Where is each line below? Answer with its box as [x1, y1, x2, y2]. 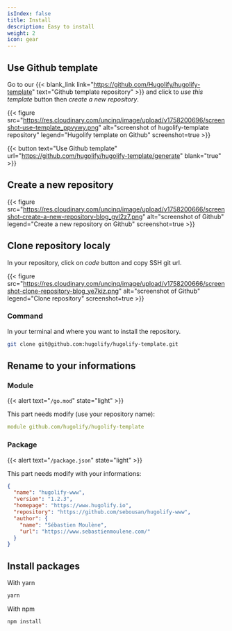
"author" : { [13, 515, 49, 522]
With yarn [7, 579, 35, 587]
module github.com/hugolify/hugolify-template [7, 424, 144, 431]
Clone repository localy [7, 240, 111, 252]
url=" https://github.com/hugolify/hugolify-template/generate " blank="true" [7, 151, 222, 160]
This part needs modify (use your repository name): [7, 410, 155, 418]
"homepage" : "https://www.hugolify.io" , [13, 502, 132, 509]
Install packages [7, 560, 80, 572]
